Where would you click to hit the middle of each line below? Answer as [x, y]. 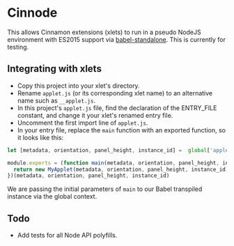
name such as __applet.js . [56, 100]
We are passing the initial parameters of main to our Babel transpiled [105, 189]
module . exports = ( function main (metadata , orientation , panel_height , [113, 163]
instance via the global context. [52, 197]
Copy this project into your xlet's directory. [79, 86]
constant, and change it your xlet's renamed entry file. [95, 115]
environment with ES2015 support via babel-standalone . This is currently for [117, 39]
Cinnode [32, 13]
